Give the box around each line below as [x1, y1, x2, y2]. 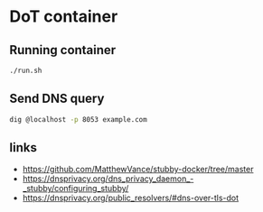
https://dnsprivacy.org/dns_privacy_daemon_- [22, 173, 194, 184]
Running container [9, 42, 117, 58]
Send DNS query [9, 91, 105, 106]
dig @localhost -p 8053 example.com [9, 115, 147, 124]
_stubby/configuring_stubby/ [22, 183, 129, 194]
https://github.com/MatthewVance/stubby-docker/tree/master [22, 164, 254, 175]
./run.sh [9, 66, 42, 75]
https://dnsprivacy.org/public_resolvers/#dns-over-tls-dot [22, 192, 240, 204]
